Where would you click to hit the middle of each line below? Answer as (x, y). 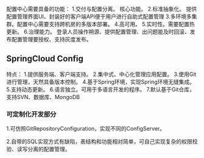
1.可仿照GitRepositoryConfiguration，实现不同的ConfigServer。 (86, 129)
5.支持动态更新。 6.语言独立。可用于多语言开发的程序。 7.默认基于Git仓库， (100, 89)
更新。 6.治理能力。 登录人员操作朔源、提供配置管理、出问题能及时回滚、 (98, 32)
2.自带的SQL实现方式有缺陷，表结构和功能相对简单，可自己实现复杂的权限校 (102, 142)
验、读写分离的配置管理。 (38, 149)
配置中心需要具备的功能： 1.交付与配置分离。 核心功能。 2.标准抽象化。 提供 (102, 9)
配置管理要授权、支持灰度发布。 (51, 39)
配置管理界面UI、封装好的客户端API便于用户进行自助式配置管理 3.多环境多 (99, 16)
